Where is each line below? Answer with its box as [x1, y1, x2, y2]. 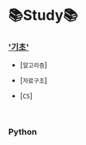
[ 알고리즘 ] [19, 61, 48, 70]
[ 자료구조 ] [19, 76, 48, 85]
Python [8, 127, 37, 138]
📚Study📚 [8, 6, 78, 25]
